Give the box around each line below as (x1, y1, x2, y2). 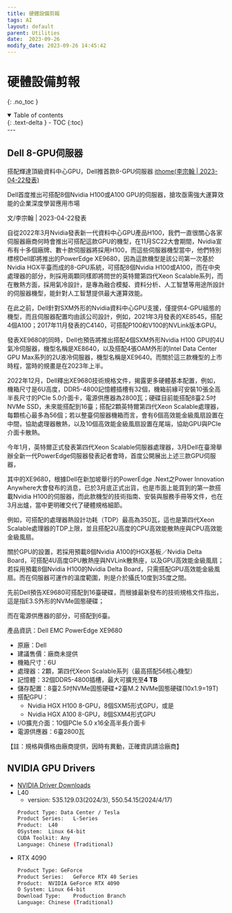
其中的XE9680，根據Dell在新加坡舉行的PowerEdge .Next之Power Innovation (7, 474, 224, 483)
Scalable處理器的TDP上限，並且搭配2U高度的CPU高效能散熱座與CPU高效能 (7, 524, 223, 533)
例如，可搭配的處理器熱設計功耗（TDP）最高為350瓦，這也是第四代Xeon (7, 515, 215, 524)
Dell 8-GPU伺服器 (7, 147, 84, 159)
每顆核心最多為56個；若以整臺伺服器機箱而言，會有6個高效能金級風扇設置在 (7, 411, 224, 419)
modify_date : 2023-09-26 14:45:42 (7, 42, 107, 49)
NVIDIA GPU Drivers (7, 762, 95, 775)
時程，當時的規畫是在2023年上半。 (7, 361, 107, 370)
